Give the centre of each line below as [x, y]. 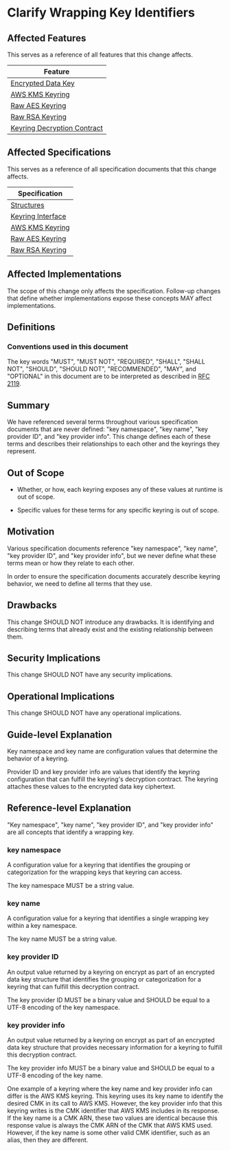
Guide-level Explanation [59, 735]
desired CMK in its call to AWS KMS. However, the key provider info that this [115, 1103]
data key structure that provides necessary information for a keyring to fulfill [115, 1047]
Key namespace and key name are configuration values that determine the [113, 751]
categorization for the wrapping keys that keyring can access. [95, 872]
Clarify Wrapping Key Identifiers [101, 13]
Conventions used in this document [68, 346]
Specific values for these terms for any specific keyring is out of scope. [118, 510]
